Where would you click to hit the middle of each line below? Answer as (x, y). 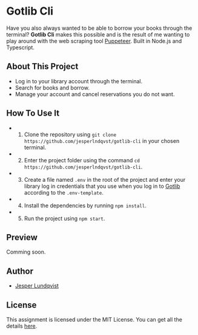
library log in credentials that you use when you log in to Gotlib (102, 186)
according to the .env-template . (64, 192)
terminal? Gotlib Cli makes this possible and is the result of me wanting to (98, 34)
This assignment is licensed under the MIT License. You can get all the (94, 319)
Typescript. (21, 47)
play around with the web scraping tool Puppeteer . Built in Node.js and (94, 41)
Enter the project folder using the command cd (82, 160)
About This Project (42, 67)
